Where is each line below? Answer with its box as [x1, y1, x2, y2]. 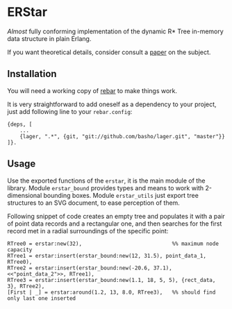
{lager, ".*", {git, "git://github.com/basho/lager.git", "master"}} [19, 133, 226, 140]
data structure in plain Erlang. [7, 34, 92, 42]
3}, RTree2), [7, 283, 45, 290]
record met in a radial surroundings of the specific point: [7, 226, 169, 235]
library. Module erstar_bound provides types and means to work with [7, 183, 204, 192]
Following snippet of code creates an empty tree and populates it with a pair [7, 212, 226, 220]
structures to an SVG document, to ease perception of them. [7, 199, 181, 207]
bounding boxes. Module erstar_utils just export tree [43, 191, 199, 199]
